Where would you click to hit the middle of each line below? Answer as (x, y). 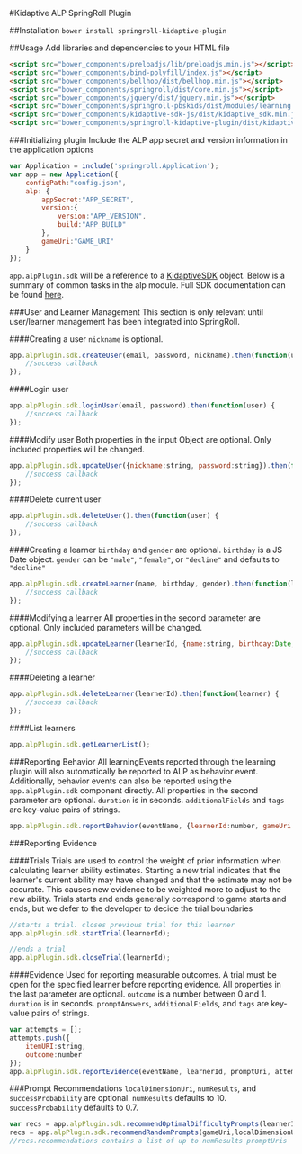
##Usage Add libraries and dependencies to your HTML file (120, 48)
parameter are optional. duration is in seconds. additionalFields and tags (147, 800)
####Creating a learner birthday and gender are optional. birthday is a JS (146, 550)
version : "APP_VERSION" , (102, 216)
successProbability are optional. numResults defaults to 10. (118, 1098)
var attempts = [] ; (46, 1030)
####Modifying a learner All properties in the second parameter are (135, 617)
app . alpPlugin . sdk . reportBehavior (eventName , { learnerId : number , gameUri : (152, 826)
